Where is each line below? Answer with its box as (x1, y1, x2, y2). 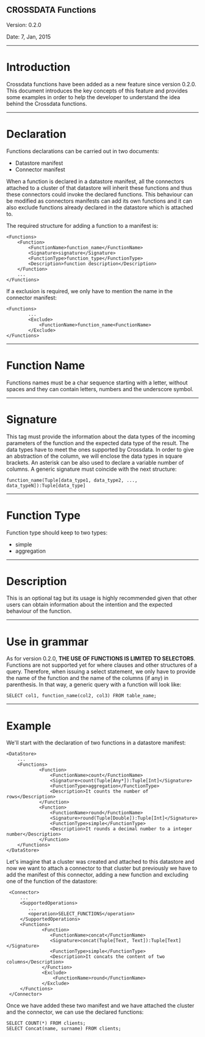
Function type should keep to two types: (6, 529, 108, 536)
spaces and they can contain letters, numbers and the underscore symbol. (6, 385, 194, 392)
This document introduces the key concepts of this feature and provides (6, 87, 188, 94)
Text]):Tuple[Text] (132, 938, 182, 944)
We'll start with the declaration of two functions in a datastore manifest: (6, 739, 186, 746)
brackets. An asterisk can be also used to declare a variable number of (6, 459, 184, 466)
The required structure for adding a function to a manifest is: (6, 222, 159, 229)
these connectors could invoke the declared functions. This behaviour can (6, 190, 193, 198)
